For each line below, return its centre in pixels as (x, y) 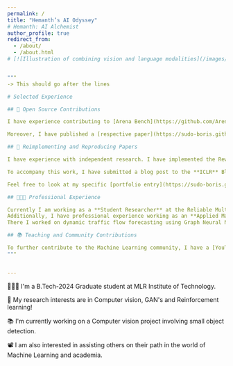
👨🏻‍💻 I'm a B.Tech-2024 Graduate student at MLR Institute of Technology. (112, 286)
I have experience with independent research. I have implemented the (111, 159)
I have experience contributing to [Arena (69, 122)
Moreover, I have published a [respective (69, 134)
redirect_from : (29, 40)
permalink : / (26, 14)
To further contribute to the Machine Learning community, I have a (108, 248)
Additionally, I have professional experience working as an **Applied (113, 216)
